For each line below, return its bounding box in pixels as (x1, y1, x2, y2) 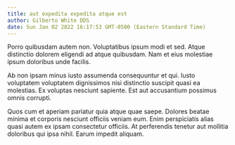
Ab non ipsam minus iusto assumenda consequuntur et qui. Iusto (7, 71, 196, 80)
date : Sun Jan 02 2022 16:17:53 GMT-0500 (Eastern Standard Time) (7, 23, 206, 30)
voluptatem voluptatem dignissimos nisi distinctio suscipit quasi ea (7, 79, 201, 87)
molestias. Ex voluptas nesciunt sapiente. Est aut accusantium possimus (7, 86, 217, 95)
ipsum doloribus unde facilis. (7, 58, 91, 66)
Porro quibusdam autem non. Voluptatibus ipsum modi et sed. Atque (7, 43, 205, 51)
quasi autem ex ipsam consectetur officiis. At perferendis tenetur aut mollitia (7, 122, 229, 131)
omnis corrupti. (7, 94, 51, 102)
